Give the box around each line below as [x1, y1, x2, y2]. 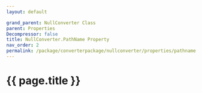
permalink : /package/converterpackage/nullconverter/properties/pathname [6, 48, 197, 54]
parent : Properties [6, 25, 56, 31]
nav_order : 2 [6, 42, 39, 48]
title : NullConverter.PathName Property [6, 37, 110, 43]
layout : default [6, 8, 47, 15]
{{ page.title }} [6, 74, 81, 88]
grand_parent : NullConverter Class [6, 19, 96, 26]
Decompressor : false [6, 31, 59, 37]
